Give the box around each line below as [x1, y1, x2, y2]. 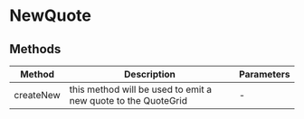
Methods [9, 41, 62, 57]
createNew [14, 89, 61, 101]
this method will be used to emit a [69, 83, 213, 96]
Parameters [239, 69, 290, 80]
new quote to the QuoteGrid [69, 95, 188, 106]
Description [123, 69, 176, 80]
